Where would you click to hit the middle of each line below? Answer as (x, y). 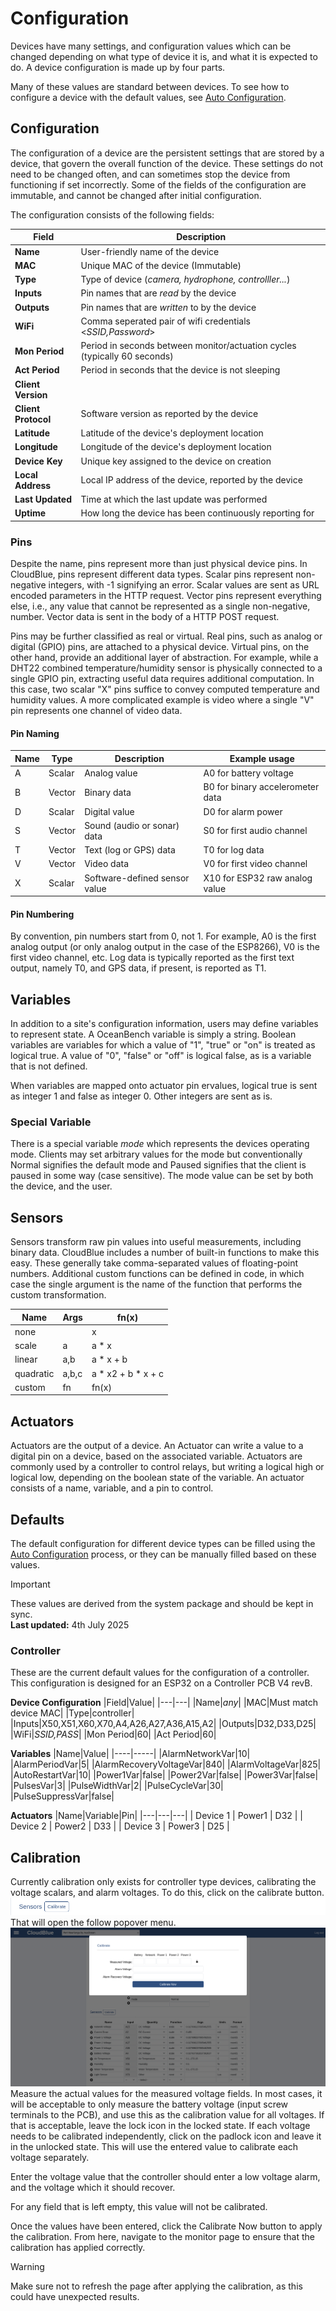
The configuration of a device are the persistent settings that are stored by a (167, 153)
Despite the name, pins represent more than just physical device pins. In (159, 564)
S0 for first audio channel (255, 831)
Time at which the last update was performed (174, 499)
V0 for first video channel (255, 864)
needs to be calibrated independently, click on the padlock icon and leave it (166, 2136)
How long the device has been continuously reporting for (197, 513)
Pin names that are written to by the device (168, 307)
